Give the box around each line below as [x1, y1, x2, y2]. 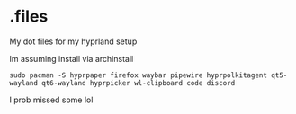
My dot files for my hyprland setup [9, 36, 138, 47]
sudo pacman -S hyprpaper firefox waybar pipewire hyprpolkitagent [9, 70, 268, 80]
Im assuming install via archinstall [9, 53, 134, 64]
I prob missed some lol [9, 94, 94, 105]
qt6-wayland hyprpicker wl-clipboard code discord [41, 78, 236, 87]
